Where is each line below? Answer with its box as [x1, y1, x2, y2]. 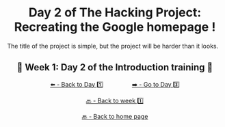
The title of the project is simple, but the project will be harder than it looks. [7, 42, 219, 50]
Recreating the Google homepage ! [14, 19, 216, 35]
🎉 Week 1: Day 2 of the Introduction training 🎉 [16, 61, 213, 73]
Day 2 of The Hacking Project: [28, 5, 202, 20]
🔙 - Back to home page [81, 112, 148, 120]
